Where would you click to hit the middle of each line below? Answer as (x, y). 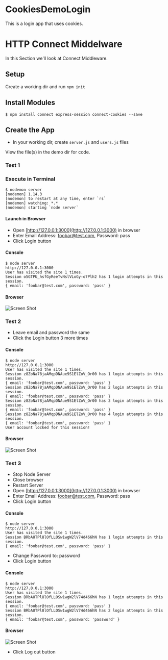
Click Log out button (34, 652)
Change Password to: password (46, 556)
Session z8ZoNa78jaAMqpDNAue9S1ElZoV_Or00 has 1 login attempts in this (84, 374)
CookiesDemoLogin (48, 9)
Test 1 (13, 165)
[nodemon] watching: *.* (32, 203)
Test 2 (13, 321)
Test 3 (13, 463)
